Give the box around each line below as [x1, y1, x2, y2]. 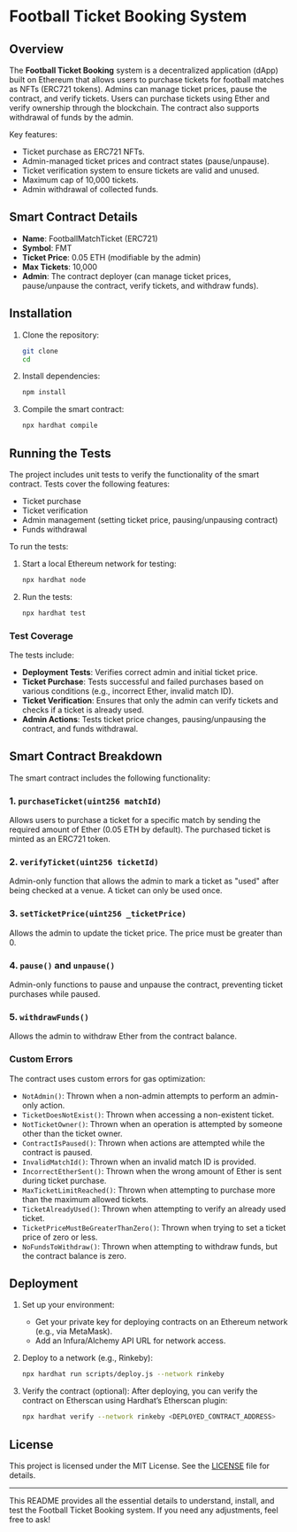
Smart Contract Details [9, 210, 139, 225]
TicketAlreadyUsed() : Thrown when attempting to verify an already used [21, 1203, 286, 1214]
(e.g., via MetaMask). [34, 1326, 113, 1337]
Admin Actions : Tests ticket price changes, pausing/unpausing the [21, 713, 267, 724]
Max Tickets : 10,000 [21, 261, 98, 272]
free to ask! [9, 1513, 51, 1525]
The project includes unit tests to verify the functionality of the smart [9, 469, 260, 479]
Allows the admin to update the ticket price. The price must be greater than [9, 928, 283, 938]
